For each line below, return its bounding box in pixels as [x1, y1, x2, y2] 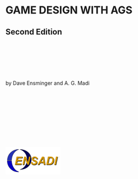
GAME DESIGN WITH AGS [5, 4, 133, 17]
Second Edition [5, 27, 62, 37]
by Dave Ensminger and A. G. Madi [5, 80, 90, 87]
